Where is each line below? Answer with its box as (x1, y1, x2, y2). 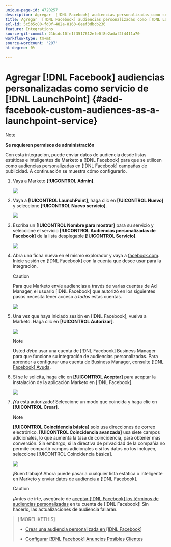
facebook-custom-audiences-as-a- (5, 104, 160, 116)
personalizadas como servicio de (5, 83, 149, 94)
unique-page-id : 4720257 (5, 7, 58, 13)
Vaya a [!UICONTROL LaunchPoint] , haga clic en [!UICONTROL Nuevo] (12, 197, 164, 203)
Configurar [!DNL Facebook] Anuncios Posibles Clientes (25, 536, 144, 542)
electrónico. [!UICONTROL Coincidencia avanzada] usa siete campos (12, 429, 160, 435)
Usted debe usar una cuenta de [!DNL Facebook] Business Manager (12, 347, 156, 354)
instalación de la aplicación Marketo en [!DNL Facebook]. (12, 379, 133, 385)
